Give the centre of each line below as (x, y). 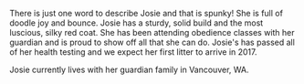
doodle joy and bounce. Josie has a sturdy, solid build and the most (136, 23)
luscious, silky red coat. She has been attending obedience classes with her (152, 32)
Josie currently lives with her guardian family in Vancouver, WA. (129, 69)
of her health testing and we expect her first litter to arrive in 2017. (133, 52)
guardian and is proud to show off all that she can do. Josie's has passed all (152, 42)
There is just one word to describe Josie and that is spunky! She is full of (146, 13)
